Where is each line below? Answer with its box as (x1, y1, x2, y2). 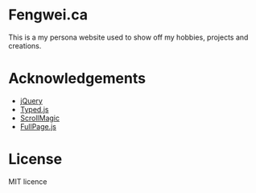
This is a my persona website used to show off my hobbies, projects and (8, 32, 249, 42)
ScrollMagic (19, 113, 60, 123)
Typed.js (19, 104, 49, 114)
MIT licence (8, 176, 47, 187)
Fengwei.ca (8, 6, 89, 24)
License (8, 150, 63, 169)
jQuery (19, 95, 43, 106)
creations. (8, 40, 42, 50)
